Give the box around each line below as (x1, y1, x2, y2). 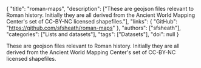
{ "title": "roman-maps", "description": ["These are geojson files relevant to (6, 5, 194, 12)
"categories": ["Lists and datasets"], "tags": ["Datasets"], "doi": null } (6, 31, 179, 38)
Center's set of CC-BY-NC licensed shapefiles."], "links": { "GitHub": (6, 18, 178, 25)
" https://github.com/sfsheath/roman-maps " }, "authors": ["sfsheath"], (6, 24, 181, 31)
